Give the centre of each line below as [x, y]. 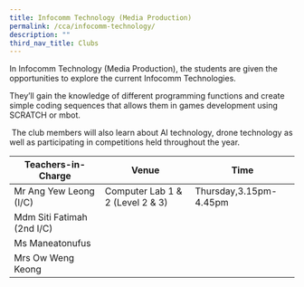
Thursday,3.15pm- [236, 191]
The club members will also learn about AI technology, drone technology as [152, 133]
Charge [55, 176]
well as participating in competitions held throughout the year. [125, 142]
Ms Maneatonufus [52, 244]
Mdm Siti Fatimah [51, 217]
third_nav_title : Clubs [54, 43]
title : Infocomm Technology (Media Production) [101, 18]
